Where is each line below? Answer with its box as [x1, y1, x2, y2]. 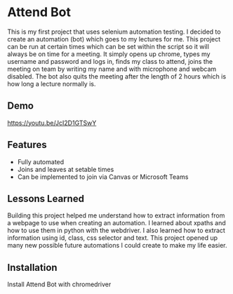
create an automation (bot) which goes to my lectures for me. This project [7, 34, 221, 43]
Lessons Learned [7, 192, 84, 204]
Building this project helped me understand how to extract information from [7, 211, 225, 220]
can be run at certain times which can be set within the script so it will [7, 42, 209, 51]
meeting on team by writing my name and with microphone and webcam [7, 65, 217, 73]
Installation [7, 261, 58, 274]
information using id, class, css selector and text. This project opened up [7, 234, 218, 242]
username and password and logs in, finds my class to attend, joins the [7, 57, 213, 65]
